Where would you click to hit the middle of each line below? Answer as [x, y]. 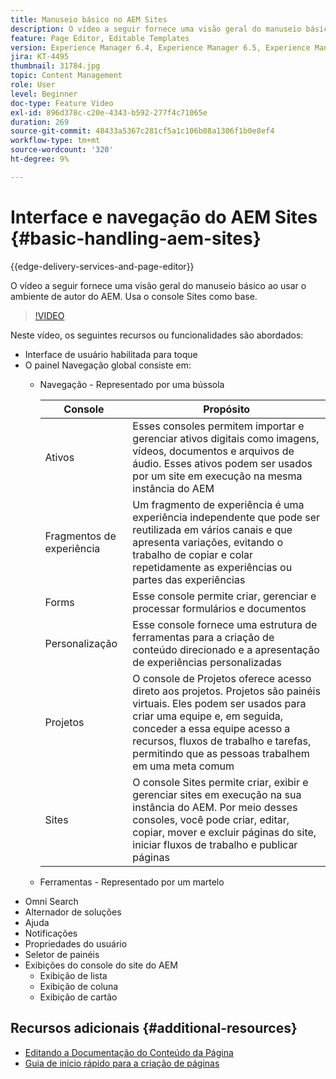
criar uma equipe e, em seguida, [208, 716]
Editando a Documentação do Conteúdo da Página [129, 1052]
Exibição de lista [73, 975]
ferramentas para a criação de [203, 637]
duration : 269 [40, 122]
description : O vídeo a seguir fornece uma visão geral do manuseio [156, 29]
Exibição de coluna [79, 986]
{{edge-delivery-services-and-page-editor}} [102, 266]
